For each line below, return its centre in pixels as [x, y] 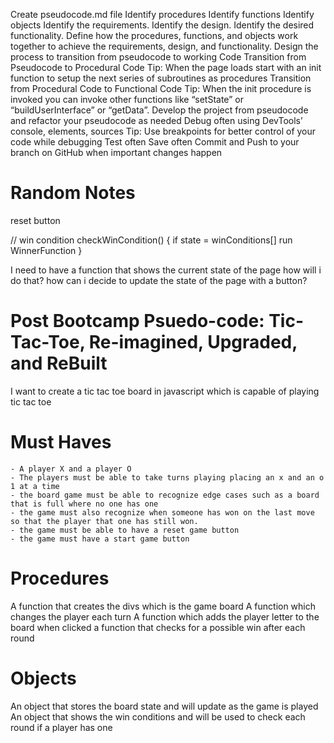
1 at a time [35, 486]
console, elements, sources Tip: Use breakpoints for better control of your [163, 131]
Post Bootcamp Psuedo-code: [137, 321]
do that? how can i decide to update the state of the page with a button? [159, 280]
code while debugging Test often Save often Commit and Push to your [155, 142]
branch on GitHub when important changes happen [116, 152]
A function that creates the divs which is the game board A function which [163, 606]
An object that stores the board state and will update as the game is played [164, 706]
